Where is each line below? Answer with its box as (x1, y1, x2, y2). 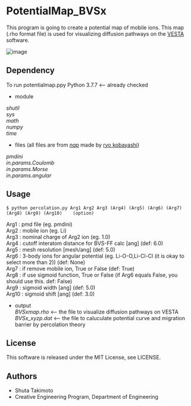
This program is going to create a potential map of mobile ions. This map (6, 24, 184, 31)
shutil (6, 104, 20, 111)
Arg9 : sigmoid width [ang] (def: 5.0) (6, 284, 96, 291)
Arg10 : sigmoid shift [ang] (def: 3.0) (6, 290, 95, 297)
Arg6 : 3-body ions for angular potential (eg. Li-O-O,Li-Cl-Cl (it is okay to (6, 252, 184, 259)
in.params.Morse (6, 165, 48, 172)
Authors (6, 371, 37, 381)
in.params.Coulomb (6, 159, 55, 166)
